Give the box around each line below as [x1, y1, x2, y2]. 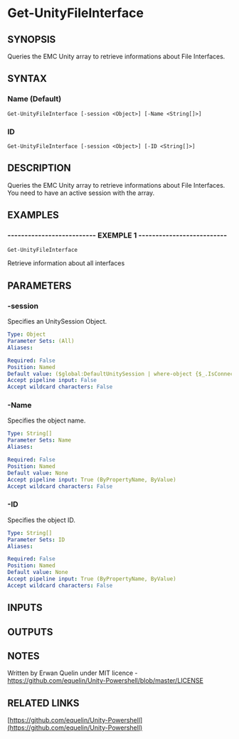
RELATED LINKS [7, 697, 80, 709]
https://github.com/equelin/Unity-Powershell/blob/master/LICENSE [7, 676, 204, 685]
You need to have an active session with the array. [7, 188, 155, 197]
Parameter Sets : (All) [7, 338, 75, 345]
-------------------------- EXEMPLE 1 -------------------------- [7, 230, 228, 240]
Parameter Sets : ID [7, 536, 65, 543]
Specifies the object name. [7, 416, 86, 425]
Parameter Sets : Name [7, 437, 72, 444]
